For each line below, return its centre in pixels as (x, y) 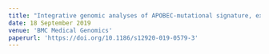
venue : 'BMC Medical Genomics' (60, 30)
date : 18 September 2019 (50, 23)
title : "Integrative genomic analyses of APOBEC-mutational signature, (130, 15)
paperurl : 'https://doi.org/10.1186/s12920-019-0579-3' (103, 38)
